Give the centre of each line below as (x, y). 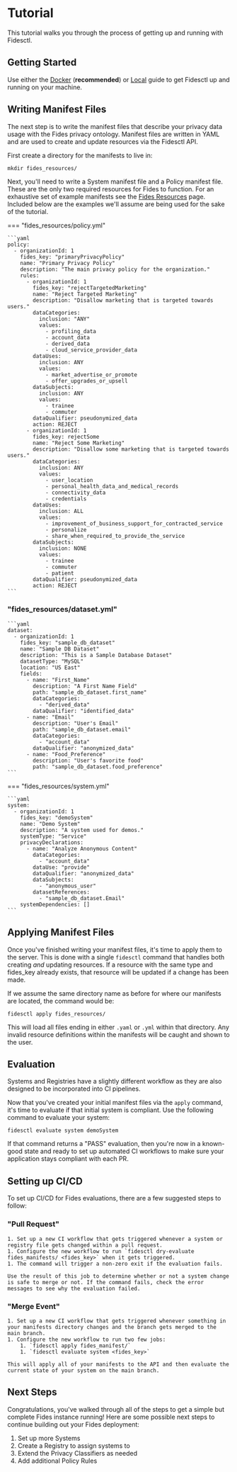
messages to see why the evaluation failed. (74, 1288)
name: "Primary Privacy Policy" (68, 263)
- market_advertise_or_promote (91, 375)
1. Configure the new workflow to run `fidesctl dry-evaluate (101, 1251)
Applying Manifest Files (61, 932)
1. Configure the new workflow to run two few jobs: (87, 1339)
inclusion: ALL (61, 511)
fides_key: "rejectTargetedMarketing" (90, 288)
